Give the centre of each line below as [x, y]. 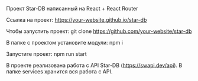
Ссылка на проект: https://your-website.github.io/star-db [77, 20]
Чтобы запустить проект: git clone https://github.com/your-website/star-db [99, 31]
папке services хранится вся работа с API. [59, 72]
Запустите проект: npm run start [46, 54]
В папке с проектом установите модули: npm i [64, 43]
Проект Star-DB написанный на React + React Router [72, 9]
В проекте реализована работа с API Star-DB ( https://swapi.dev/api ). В [94, 65]
